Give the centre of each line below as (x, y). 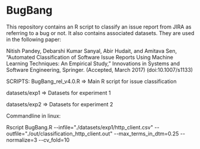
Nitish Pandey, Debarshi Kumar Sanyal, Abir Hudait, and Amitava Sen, (92, 50)
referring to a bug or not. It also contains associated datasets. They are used (100, 33)
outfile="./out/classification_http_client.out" (59, 134)
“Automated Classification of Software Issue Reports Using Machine (90, 57)
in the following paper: (34, 39)
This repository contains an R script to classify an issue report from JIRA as (99, 27)
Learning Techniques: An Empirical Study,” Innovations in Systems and (93, 64)
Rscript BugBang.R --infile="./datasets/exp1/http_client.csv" (80, 127)
